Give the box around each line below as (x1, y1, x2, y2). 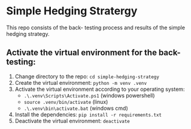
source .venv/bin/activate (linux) (23, 98, 108, 105)
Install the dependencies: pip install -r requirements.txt (14, 110, 162, 118)
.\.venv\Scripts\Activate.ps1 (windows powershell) (23, 91, 155, 99)
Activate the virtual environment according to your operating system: (14, 85, 185, 93)
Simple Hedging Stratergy (6, 4, 138, 18)
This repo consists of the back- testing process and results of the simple (6, 24, 186, 31)
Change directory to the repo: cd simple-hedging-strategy (14, 73, 160, 80)
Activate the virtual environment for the (6, 48, 157, 58)
